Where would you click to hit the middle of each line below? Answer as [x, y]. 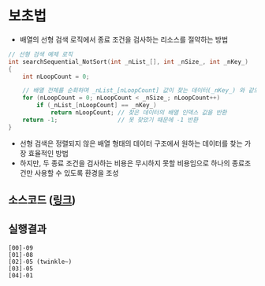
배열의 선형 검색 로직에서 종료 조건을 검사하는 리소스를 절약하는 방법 [124, 39]
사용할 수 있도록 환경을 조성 [77, 173]
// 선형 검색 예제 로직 [41, 54]
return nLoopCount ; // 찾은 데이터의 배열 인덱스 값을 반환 [138, 113]
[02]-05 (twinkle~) [40, 262]
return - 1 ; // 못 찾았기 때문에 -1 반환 [110, 120]
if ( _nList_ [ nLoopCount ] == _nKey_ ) [97, 106]
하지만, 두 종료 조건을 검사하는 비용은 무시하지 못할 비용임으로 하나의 [125, 163]
